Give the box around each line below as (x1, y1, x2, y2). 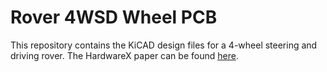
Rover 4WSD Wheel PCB (10, 6, 218, 29)
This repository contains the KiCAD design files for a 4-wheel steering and (10, 39, 318, 51)
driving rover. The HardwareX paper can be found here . (10, 49, 239, 61)
